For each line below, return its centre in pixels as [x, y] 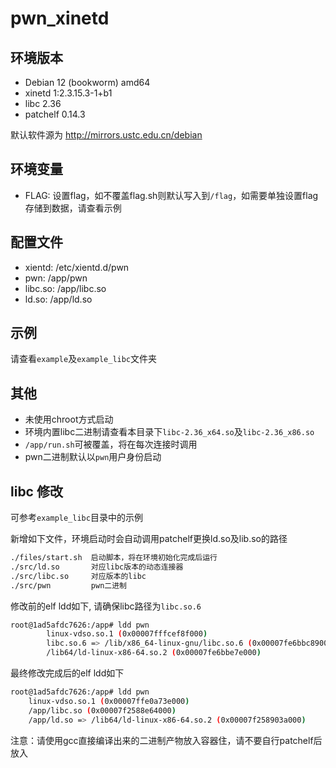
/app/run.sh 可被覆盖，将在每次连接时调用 [111, 444]
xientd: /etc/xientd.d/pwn [77, 267]
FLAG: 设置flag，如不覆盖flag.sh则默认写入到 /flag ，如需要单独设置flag [171, 195]
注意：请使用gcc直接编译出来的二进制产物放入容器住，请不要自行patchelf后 [166, 740]
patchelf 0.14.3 [55, 114]
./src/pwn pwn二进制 [69, 585]
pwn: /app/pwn [56, 278]
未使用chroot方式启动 [69, 419]
